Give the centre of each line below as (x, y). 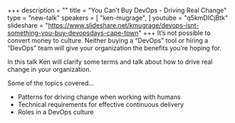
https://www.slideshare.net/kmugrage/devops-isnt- (124, 25)
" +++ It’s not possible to (175, 33)
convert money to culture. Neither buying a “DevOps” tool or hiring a (108, 41)
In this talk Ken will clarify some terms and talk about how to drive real (110, 62)
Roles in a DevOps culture (56, 112)
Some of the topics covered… (51, 83)
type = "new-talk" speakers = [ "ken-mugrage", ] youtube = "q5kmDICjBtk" (118, 18)
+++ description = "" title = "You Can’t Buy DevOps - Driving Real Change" (117, 10)
